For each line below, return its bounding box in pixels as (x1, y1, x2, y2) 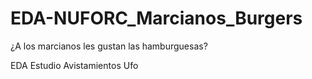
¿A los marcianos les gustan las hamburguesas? (10, 40, 208, 52)
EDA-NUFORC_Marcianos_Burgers (10, 7, 303, 30)
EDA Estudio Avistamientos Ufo (10, 59, 139, 71)
